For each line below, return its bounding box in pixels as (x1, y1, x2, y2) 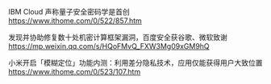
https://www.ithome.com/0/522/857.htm (8, 16, 143, 26)
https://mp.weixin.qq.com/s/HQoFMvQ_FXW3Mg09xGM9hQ (8, 42, 210, 50)
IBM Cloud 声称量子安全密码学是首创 (8, 7, 131, 16)
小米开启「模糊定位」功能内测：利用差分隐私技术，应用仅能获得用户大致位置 (8, 58, 263, 67)
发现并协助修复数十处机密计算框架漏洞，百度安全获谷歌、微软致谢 (8, 33, 227, 42)
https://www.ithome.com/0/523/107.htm (8, 67, 141, 76)
